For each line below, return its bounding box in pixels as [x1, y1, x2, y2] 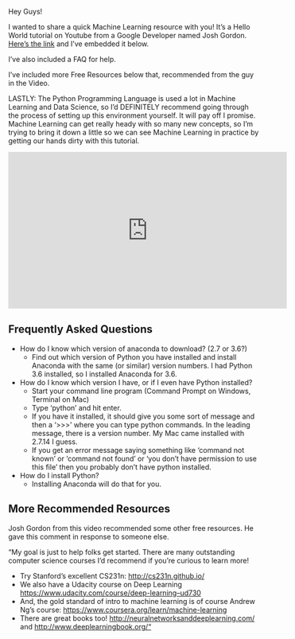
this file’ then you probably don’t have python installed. [31, 462, 212, 472]
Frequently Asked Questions [8, 322, 153, 337]
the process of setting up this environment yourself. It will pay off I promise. [8, 111, 256, 120]
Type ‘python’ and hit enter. [31, 403, 122, 412]
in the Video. [8, 79, 50, 88]
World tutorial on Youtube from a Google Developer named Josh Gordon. [8, 31, 247, 40]
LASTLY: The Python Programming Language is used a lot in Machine [8, 94, 236, 103]
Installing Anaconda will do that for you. [31, 479, 161, 489]
